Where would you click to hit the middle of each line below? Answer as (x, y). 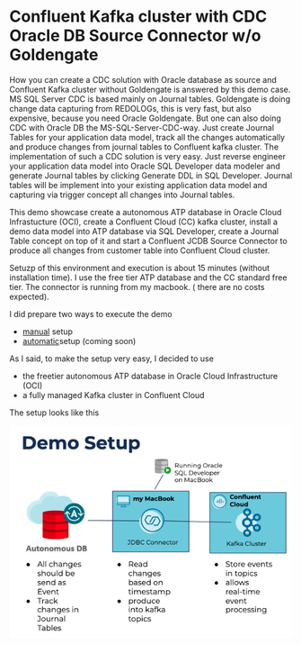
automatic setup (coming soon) (79, 341)
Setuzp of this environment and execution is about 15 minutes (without (140, 268)
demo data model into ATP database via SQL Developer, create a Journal (144, 231)
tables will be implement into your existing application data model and (138, 185)
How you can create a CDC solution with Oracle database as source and (143, 79)
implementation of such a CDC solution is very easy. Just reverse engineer (147, 156)
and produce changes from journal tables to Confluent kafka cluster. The (144, 147)
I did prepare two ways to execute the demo (91, 313)
